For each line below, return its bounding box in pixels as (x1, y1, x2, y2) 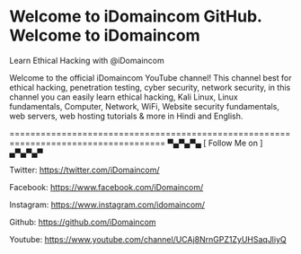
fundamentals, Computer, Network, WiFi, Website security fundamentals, (9, 101, 280, 111)
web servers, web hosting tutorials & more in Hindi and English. (9, 110, 243, 121)
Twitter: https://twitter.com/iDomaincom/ (9, 164, 160, 175)
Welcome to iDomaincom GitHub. (9, 6, 262, 27)
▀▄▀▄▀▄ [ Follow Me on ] (167, 137, 263, 148)
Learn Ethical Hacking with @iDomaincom (9, 55, 164, 66)
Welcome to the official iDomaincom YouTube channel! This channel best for (9, 72, 292, 83)
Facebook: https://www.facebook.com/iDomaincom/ (9, 181, 204, 192)
